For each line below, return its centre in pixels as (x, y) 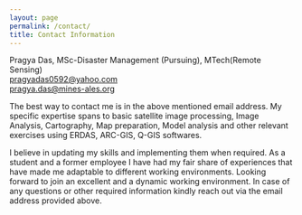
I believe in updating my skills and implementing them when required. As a (148, 153)
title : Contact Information (62, 34)
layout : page (34, 18)
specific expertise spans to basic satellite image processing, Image (134, 116)
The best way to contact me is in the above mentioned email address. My (146, 107)
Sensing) (26, 70)
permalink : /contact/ (50, 26)
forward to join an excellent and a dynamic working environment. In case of (150, 182)
